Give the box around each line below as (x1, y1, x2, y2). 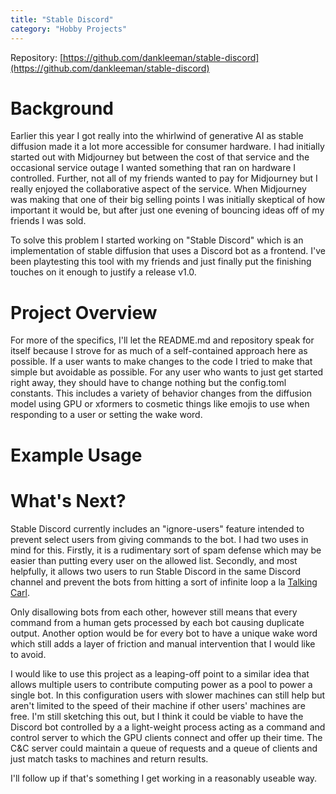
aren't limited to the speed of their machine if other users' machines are (10, 699, 306, 711)
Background (10, 97, 114, 120)
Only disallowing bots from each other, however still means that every (10, 606, 298, 618)
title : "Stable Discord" (10, 14, 114, 25)
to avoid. (10, 648, 47, 660)
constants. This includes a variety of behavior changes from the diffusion (10, 387, 312, 400)
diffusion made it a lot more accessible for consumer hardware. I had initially (10, 141, 325, 153)
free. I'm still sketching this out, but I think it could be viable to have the (10, 710, 304, 722)
